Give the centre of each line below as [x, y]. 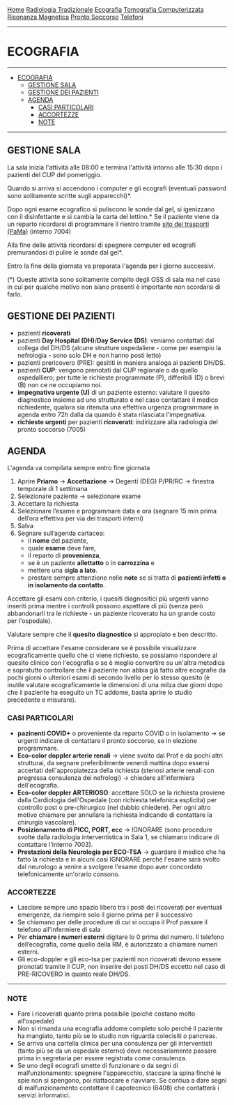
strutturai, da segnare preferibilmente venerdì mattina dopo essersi [114, 762]
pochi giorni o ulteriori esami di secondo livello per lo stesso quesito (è [109, 677]
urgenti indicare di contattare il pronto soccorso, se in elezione [107, 740]
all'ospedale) [36, 1021]
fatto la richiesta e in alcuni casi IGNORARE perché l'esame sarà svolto [119, 859]
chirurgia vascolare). [47, 822]
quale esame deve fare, [62, 548]
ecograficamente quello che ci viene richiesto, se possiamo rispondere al [112, 655]
